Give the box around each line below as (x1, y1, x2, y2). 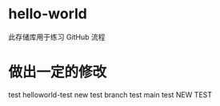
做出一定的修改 (8, 63, 107, 81)
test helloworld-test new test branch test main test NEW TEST (8, 89, 213, 100)
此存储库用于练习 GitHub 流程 (8, 32, 106, 41)
